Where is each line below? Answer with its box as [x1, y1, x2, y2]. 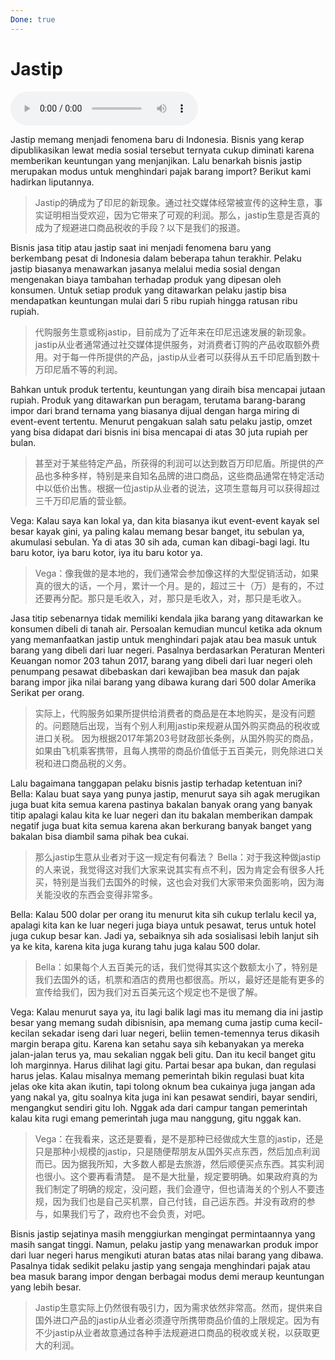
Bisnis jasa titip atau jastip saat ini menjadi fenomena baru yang [10, 241, 272, 253]
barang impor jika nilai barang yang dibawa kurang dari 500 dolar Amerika [10, 676, 317, 688]
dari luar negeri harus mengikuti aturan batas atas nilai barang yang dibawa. [10, 1249, 324, 1261]
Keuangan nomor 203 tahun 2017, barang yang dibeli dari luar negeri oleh [10, 654, 313, 666]
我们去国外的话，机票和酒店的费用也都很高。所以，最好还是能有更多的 [34, 973, 325, 985]
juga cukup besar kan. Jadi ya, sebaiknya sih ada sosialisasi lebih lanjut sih [10, 929, 319, 941]
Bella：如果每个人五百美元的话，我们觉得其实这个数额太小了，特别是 [34, 961, 318, 973]
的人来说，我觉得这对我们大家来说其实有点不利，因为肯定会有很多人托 [34, 863, 325, 875]
